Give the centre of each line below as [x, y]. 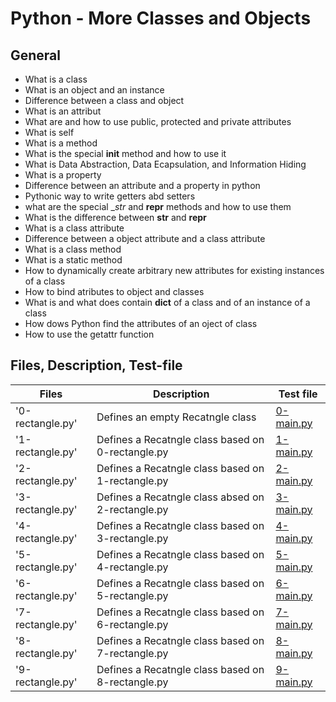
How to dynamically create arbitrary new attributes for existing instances [174, 270]
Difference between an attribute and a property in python [142, 185]
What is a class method [73, 249]
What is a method [61, 143]
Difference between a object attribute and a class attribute [145, 238]
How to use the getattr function [89, 334]
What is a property [63, 175]
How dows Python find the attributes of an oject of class [141, 323]
